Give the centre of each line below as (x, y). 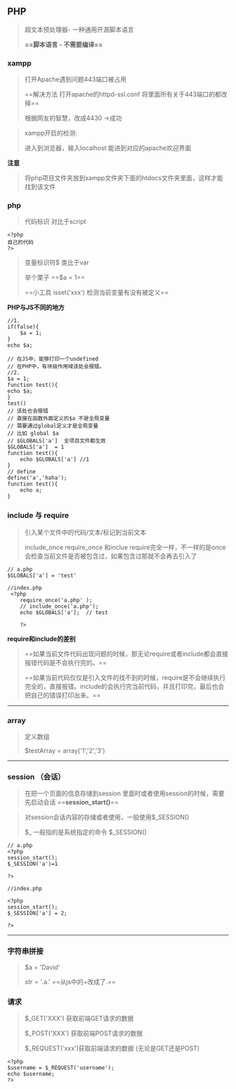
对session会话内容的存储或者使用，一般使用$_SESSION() (107, 817)
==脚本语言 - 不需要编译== (64, 44)
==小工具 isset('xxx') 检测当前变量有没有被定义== (97, 292)
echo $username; (31, 1074)
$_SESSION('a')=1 (33, 864)
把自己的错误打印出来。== (63, 695)
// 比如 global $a (33, 434)
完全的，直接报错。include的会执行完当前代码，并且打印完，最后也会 (124, 686)
